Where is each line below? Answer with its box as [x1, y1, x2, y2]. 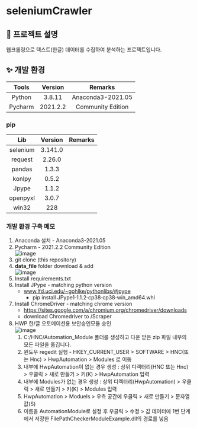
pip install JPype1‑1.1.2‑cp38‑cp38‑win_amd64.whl [32, 294, 156, 301]
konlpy [12, 175, 31, 183]
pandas [11, 165, 33, 173]
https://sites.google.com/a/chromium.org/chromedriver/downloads [23, 306, 188, 314]
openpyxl [9, 194, 35, 202]
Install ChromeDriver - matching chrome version [14, 301, 133, 308]
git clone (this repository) [14, 256, 77, 263]
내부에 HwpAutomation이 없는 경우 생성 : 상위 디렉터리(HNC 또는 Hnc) [23, 363, 189, 370]
